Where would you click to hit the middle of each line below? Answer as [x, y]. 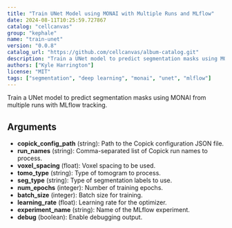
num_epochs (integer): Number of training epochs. [90, 188]
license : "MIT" [29, 71]
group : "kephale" [32, 33]
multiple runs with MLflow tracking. [57, 105]
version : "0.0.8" [32, 46]
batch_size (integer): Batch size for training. [80, 195]
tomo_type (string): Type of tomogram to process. [89, 173]
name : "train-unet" [35, 40]
